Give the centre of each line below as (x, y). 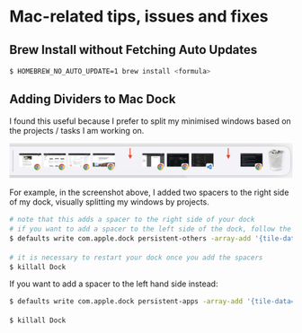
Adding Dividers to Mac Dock (93, 99)
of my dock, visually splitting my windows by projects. (109, 202)
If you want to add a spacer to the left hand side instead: (114, 284)
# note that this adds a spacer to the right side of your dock (132, 220)
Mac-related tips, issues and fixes (139, 17)
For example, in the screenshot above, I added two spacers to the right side (149, 193)
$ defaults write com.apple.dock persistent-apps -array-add (126, 302)
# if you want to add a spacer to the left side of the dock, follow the (151, 229)
